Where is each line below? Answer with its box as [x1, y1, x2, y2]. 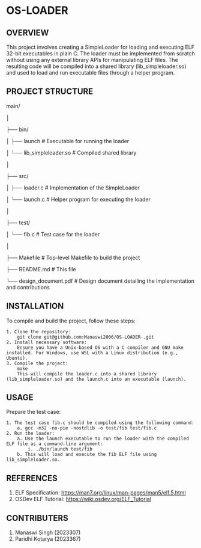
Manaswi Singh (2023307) [14, 529, 81, 536]
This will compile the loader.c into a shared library [17, 371, 157, 377]
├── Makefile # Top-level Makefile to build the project [6, 254, 140, 261]
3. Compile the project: [6, 360, 68, 366]
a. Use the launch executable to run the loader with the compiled [17, 436, 189, 442]
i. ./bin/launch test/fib [28, 446, 93, 452]
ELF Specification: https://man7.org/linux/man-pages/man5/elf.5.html [14, 489, 186, 496]
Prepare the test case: [6, 408, 61, 416]
